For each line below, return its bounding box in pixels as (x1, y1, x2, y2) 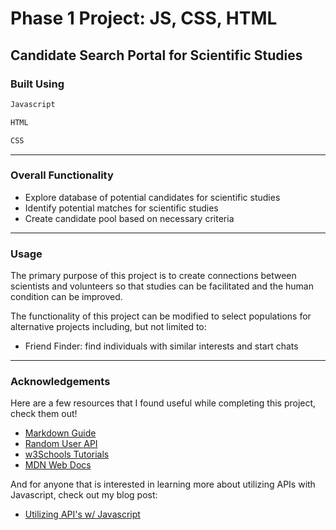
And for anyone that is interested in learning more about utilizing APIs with (10, 478, 316, 491)
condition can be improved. (10, 291, 123, 303)
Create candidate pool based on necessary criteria (24, 212, 235, 224)
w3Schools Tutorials (24, 448, 110, 461)
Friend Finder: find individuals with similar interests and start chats (24, 340, 299, 352)
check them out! (10, 408, 78, 420)
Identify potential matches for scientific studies (24, 202, 219, 214)
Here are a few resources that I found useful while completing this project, (10, 397, 317, 409)
